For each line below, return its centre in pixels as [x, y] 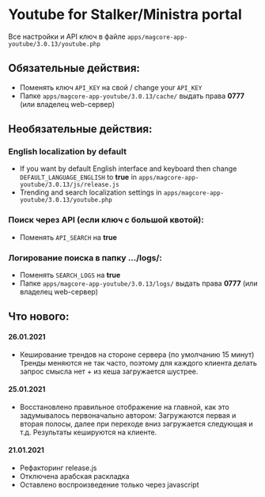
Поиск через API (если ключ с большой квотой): [106, 220]
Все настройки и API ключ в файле [67, 36]
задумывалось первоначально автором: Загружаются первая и [128, 415]
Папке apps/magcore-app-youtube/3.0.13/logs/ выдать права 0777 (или [138, 283]
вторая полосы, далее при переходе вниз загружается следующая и [136, 423]
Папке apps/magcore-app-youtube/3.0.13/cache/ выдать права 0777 [132, 96]
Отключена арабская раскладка [74, 476]
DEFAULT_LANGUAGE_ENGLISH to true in [78, 177]
